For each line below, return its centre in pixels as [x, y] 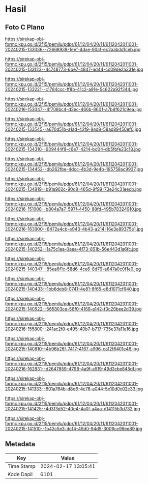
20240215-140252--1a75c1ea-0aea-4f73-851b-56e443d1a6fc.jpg [72, 249]
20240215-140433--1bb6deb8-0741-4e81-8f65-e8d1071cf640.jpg [72, 289]
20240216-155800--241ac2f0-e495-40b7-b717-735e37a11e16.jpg [72, 329]
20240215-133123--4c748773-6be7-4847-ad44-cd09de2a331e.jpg [74, 69]
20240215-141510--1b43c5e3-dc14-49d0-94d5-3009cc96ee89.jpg [74, 429]
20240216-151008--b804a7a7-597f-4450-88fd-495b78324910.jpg [73, 209]
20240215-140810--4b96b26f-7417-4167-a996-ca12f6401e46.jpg [72, 349]
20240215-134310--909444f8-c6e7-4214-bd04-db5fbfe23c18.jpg [73, 149]
